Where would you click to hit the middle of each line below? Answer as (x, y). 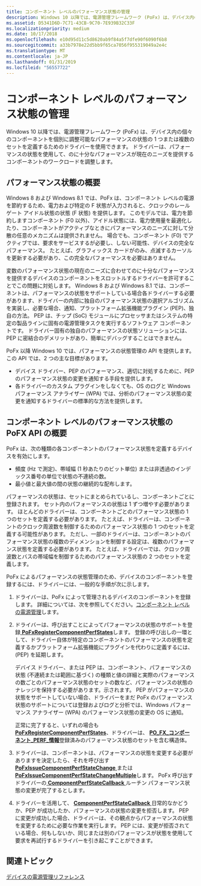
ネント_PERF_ (32, 740)
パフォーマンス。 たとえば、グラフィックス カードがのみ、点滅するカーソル (99, 251)
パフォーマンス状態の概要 (53, 183)
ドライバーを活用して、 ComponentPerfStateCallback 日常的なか (96, 803)
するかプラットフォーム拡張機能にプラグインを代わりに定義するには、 (106, 647)
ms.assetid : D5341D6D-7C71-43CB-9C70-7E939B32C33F (71, 23)
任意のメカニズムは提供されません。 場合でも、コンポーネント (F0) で (102, 236)
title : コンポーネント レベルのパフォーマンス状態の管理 (68, 12)
